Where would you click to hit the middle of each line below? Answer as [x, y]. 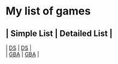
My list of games [48, 11]
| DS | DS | [18, 48]
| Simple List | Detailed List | [59, 34]
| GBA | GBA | [23, 54]
